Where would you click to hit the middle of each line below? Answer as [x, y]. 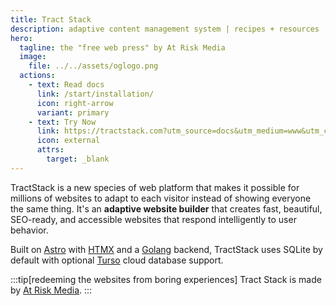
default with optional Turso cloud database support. [117, 260]
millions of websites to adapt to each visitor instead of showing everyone [161, 198]
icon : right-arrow [75, 103]
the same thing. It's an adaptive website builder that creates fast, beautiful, [166, 208]
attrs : [50, 150]
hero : [21, 38]
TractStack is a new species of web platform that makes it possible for [155, 187]
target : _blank [78, 159]
